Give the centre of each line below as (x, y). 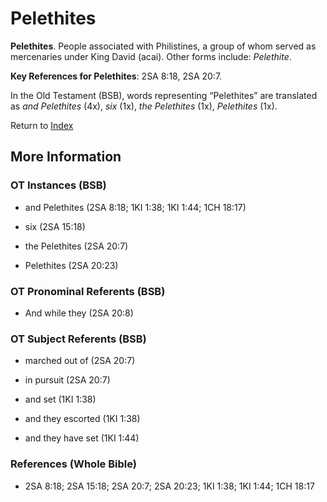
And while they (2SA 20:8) (79, 313)
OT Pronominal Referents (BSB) (88, 291)
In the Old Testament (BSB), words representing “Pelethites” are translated (164, 95)
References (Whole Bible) (73, 464)
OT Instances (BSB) (58, 185)
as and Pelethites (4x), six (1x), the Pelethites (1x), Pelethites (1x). (144, 106)
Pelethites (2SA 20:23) (71, 265)
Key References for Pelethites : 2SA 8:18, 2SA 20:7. (116, 76)
